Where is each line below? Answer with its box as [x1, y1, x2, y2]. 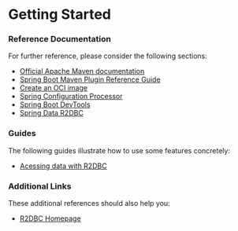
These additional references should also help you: [8, 199, 171, 208]
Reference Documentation [8, 34, 112, 45]
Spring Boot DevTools [19, 100, 91, 109]
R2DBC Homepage [19, 214, 81, 223]
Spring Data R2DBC [19, 108, 84, 118]
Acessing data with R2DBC [19, 161, 108, 170]
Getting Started [8, 5, 112, 24]
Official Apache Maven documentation [19, 67, 145, 76]
